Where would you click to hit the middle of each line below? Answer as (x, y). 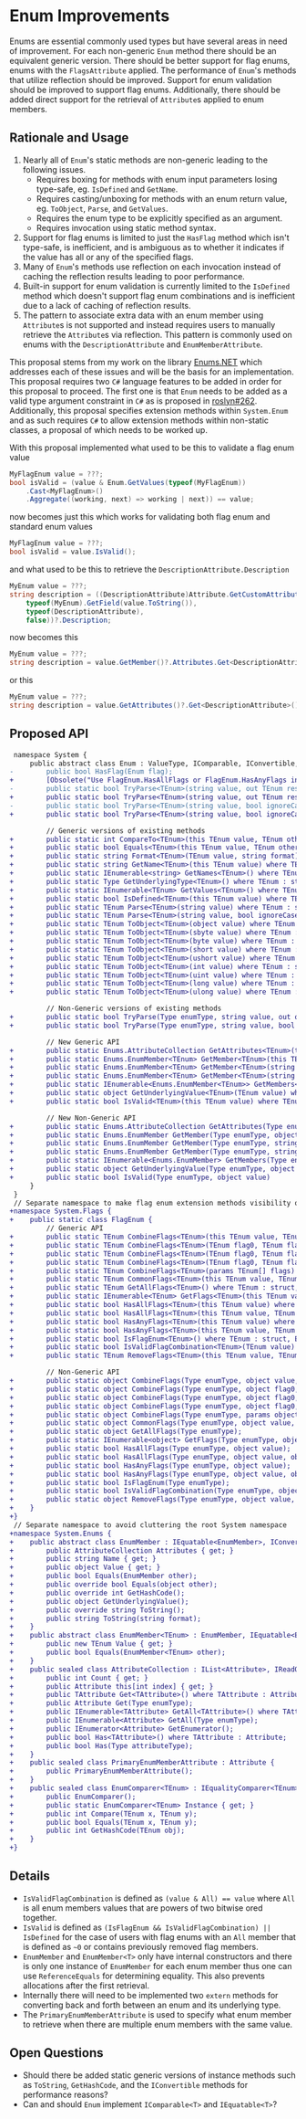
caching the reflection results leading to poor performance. (134, 276)
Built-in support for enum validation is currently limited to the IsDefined (156, 286)
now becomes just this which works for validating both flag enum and (140, 517)
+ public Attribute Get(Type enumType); (102, 1703)
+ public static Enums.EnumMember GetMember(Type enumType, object (154, 1135)
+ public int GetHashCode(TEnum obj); (97, 1831)
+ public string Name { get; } (83, 1559)
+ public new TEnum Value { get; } (91, 1644)
